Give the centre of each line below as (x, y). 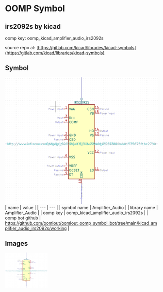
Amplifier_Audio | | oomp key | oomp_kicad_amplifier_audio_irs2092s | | (77, 213)
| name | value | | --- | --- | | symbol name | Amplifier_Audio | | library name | (81, 207)
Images (16, 243)
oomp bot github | (23, 218)
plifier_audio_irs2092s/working (36, 228)
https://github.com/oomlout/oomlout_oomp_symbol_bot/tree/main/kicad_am (81, 223)
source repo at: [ (22, 48)
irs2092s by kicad (33, 27)
